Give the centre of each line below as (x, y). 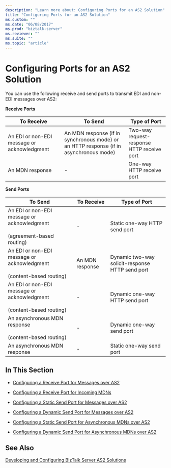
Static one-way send (135, 346)
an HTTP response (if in (93, 146)
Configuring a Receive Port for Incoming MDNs (62, 392)
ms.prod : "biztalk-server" (34, 29)
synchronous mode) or (92, 139)
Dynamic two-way (133, 257)
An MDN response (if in (92, 133)
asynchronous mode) (90, 152)
